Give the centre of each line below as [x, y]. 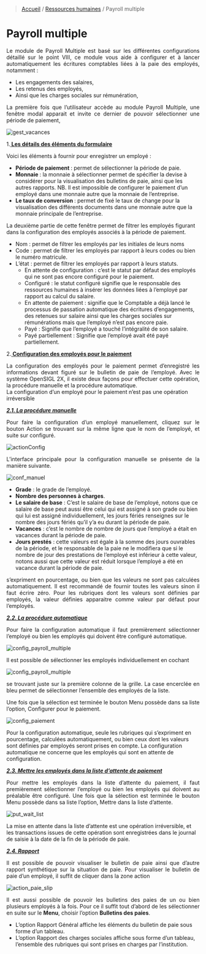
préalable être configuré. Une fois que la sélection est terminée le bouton [103, 795]
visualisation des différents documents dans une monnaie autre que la [104, 207]
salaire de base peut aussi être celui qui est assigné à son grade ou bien [106, 509]
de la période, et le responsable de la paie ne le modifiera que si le [99, 548]
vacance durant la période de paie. [59, 567]
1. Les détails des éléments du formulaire [59, 144]
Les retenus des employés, [49, 89]
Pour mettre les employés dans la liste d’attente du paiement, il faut [103, 783]
